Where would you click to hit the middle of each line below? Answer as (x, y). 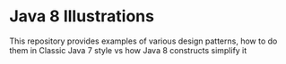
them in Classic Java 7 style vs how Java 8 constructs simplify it (128, 50)
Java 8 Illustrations (82, 16)
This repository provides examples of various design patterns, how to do (143, 41)
